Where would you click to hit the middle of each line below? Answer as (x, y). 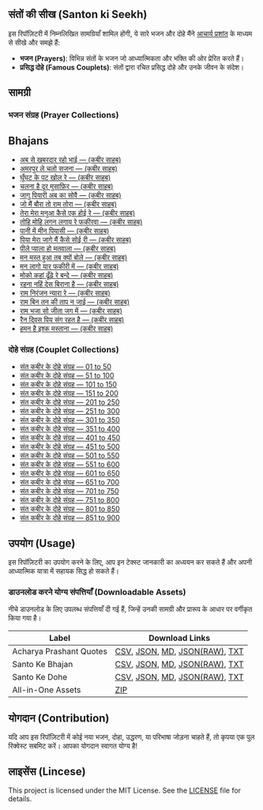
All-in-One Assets (47, 690)
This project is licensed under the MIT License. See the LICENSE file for (125, 790)
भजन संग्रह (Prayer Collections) (64, 115)
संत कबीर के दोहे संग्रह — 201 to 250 (70, 402)
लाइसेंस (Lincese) (47, 771)
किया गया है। (25, 618)
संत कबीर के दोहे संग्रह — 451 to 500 (70, 446)
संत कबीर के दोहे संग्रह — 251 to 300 (70, 411)
